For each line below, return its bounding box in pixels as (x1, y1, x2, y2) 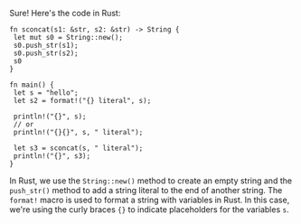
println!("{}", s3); (13, 152, 91, 161)
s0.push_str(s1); (13, 41, 79, 50)
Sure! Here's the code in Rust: (9, 8, 121, 18)
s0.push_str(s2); (13, 49, 79, 58)
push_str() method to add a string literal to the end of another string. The (9, 185, 283, 195)
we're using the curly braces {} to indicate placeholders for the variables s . (9, 204, 289, 215)
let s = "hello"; (13, 89, 79, 98)
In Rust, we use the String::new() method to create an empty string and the (9, 175, 292, 186)
